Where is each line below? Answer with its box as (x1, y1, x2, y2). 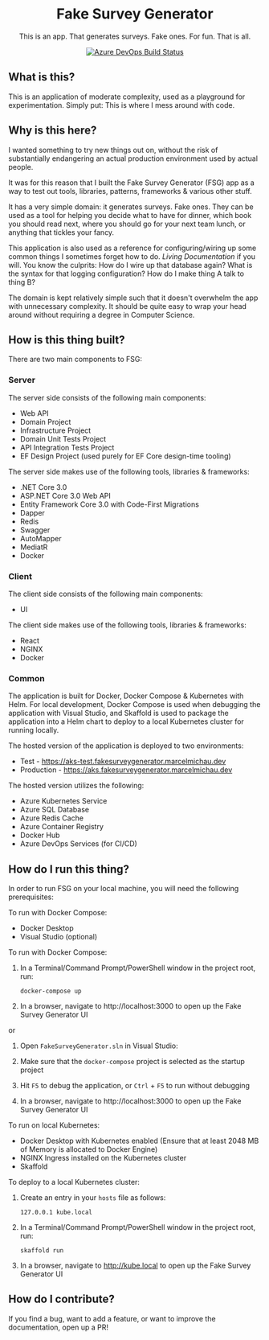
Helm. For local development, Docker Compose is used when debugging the (8, 700, 261, 709)
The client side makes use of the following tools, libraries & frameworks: (8, 620, 247, 630)
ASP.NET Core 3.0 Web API (19, 491, 111, 500)
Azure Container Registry (19, 822, 104, 832)
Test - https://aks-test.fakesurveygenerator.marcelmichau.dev (19, 757, 226, 767)
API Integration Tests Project (19, 442, 115, 452)
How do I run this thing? (8, 862, 130, 876)
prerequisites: (8, 892, 55, 902)
